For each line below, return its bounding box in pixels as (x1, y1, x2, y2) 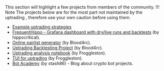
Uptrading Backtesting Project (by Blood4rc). (12, 45, 103, 50)
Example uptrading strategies (12, 24, 72, 30)
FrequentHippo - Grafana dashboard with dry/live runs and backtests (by (12, 29, 159, 35)
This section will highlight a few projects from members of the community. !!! (5, 4, 160, 10)
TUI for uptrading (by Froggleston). (12, 55, 83, 61)
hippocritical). (12, 34, 41, 40)
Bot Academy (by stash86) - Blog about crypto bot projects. (12, 61, 134, 66)
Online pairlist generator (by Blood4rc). (12, 40, 92, 46)
